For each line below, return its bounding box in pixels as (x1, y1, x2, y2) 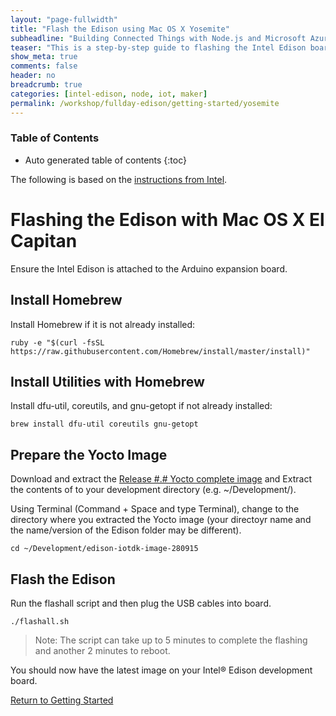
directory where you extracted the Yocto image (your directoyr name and (10, 514, 312, 526)
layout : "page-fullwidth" (10, 14, 118, 25)
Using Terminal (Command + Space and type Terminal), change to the (10, 503, 300, 515)
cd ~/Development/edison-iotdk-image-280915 (10, 544, 199, 554)
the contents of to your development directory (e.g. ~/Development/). (10, 484, 297, 496)
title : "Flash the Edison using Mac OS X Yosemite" (10, 24, 230, 34)
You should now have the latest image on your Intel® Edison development (10, 664, 313, 676)
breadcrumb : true (10, 80, 83, 90)
